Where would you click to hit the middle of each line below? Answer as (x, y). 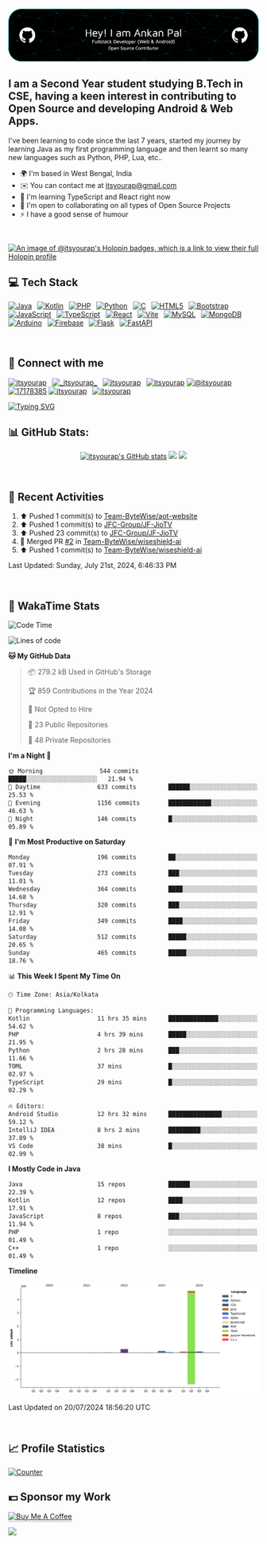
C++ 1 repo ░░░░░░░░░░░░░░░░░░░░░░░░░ (133, 1248)
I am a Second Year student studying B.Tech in (126, 84)
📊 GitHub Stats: (49, 432)
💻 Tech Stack (43, 282)
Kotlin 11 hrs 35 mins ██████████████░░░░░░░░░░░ (133, 1018)
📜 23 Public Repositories (68, 724)
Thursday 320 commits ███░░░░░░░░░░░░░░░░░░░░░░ (133, 905)
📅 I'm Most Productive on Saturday (67, 841)
